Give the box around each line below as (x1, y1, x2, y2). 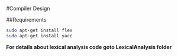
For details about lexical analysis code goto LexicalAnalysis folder (6, 43, 172, 50)
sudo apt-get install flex (6, 27, 73, 33)
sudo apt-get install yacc (6, 33, 73, 38)
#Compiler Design (6, 5, 50, 12)
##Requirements (6, 16, 47, 23)
